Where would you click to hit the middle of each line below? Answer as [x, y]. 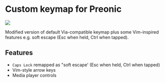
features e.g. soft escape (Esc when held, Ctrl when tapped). [67, 37]
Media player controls [34, 75]
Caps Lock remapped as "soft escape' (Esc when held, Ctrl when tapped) [86, 65]
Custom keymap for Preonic [63, 9]
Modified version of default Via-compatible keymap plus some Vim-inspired [82, 32]
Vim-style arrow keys [34, 70]
